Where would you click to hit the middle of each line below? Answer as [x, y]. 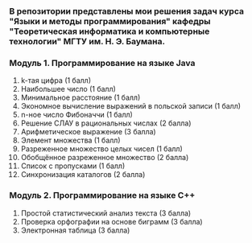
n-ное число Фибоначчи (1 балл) [77, 115]
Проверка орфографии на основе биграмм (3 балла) [112, 221]
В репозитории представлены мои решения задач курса [127, 11]
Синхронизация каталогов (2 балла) [83, 175]
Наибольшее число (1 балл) [68, 89]
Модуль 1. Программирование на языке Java [102, 63]
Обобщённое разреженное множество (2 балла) [105, 158]
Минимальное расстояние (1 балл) [81, 97]
